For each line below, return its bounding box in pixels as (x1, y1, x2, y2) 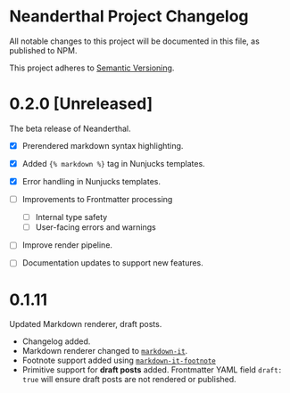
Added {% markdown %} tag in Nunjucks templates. (21, 158, 205, 168)
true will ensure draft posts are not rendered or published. (21, 374, 236, 385)
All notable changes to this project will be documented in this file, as (9, 36, 261, 46)
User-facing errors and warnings (35, 222, 156, 233)
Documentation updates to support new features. (21, 258, 203, 268)
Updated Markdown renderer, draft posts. (9, 319, 162, 330)
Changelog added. (21, 336, 91, 347)
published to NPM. (9, 45, 78, 55)
